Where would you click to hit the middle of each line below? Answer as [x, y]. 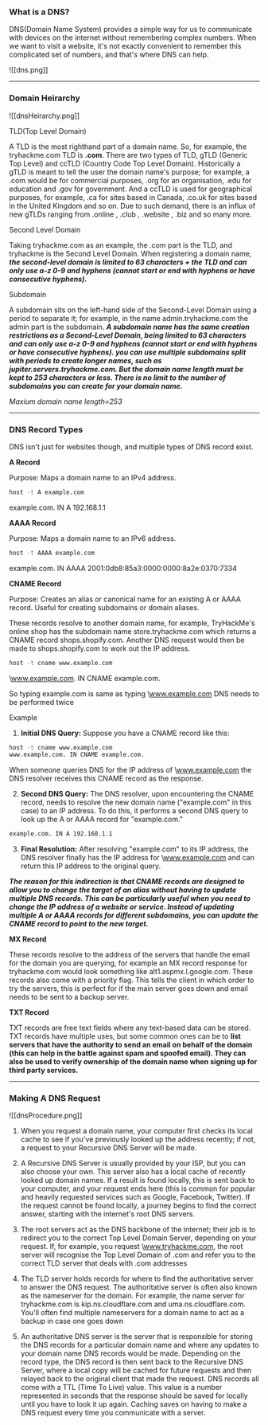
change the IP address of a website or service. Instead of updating [122, 907]
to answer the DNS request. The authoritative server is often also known [139, 1287]
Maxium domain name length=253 [66, 401]
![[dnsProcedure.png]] [46, 1116]
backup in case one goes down [72, 1321]
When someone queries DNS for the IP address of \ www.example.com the [130, 770]
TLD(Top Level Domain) [48, 131]
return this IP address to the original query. [91, 866]
